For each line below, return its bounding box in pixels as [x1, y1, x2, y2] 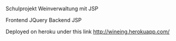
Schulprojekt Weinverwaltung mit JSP [5, 5, 99, 12]
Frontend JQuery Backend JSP [5, 17, 82, 23]
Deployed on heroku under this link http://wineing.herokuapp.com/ [5, 28, 170, 35]
